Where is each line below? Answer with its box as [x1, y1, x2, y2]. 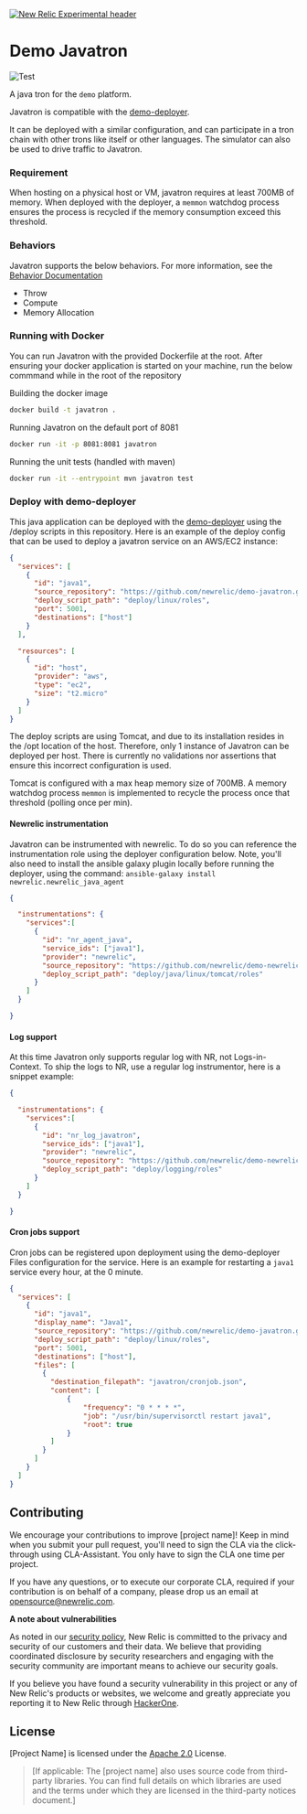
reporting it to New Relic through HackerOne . [9, 1697, 180, 1708]
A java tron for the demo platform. [9, 88, 132, 100]
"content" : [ [49, 1386, 101, 1395]
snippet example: [9, 1071, 75, 1082]
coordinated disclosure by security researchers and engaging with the [9, 1650, 274, 1661]
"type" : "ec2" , [33, 681, 92, 690]
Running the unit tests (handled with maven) [9, 456, 176, 467]
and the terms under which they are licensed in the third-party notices [31, 1785, 297, 1797]
